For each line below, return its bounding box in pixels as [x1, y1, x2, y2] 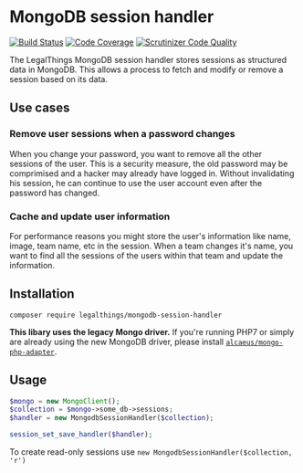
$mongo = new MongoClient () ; [9, 396, 120, 405]
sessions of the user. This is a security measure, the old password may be [9, 158, 288, 169]
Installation [9, 286, 75, 302]
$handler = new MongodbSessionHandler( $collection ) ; [9, 414, 214, 423]
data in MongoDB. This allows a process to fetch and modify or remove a [9, 64, 284, 75]
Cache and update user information [9, 210, 171, 223]
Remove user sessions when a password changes [9, 128, 235, 141]
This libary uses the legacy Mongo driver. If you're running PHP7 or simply [9, 326, 295, 337]
